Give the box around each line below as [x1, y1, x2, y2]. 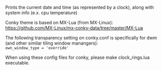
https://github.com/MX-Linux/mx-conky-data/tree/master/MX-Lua [5, 25, 143, 31]
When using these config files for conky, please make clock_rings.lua [5, 54, 150, 60]
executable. [5, 60, 30, 65]
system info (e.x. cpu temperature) [5, 10, 77, 16]
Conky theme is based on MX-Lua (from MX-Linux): [5, 20, 113, 25]
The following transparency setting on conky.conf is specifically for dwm [5, 35, 157, 41]
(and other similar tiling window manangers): [5, 40, 99, 46]
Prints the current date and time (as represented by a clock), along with [5, 5, 154, 10]
